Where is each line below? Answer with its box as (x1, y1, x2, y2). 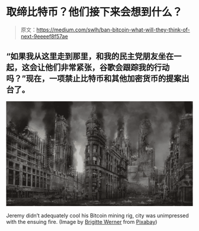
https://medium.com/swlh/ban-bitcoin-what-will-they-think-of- (36, 26, 191, 33)
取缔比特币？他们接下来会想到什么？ (6, 5, 183, 19)
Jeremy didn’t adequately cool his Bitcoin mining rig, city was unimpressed (6, 212, 190, 219)
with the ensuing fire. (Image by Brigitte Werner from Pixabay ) (6, 219, 158, 226)
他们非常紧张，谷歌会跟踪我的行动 (44, 63, 170, 73)
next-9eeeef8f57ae (20, 33, 68, 40)
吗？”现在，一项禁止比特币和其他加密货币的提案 (6, 73, 182, 84)
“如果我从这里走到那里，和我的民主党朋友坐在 (6, 52, 174, 62)
